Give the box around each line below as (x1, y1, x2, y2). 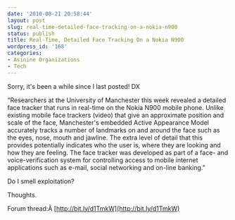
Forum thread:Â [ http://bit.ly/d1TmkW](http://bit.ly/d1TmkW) (7, 204, 180, 212)
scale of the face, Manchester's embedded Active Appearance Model (7, 118, 210, 127)
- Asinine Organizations (7, 56, 80, 63)
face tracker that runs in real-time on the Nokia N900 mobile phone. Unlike (7, 103, 224, 111)
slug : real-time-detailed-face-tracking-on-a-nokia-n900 (7, 23, 178, 30)
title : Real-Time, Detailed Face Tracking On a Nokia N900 (7, 37, 184, 44)
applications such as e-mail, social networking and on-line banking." (7, 163, 205, 171)
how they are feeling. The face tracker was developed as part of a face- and (7, 148, 229, 157)
